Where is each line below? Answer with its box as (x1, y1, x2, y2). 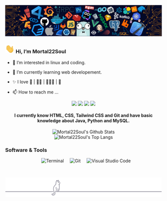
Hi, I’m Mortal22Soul (15, 48, 66, 55)
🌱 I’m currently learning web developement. (12, 69, 102, 75)
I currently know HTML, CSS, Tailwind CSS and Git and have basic (14, 112, 153, 118)
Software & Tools (5, 146, 47, 153)
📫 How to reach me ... (12, 89, 59, 95)
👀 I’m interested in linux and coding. (12, 59, 86, 65)
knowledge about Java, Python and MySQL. (37, 118, 130, 124)
